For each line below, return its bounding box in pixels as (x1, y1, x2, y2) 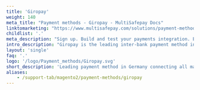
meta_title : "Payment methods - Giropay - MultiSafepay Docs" (6, 20, 164, 25)
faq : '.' (6, 53, 28, 59)
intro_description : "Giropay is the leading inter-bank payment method (6, 42, 187, 48)
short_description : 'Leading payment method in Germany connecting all (6, 63, 187, 70)
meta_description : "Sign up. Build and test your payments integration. (6, 36, 190, 42)
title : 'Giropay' (6, 8, 49, 15)
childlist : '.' (6, 31, 44, 37)
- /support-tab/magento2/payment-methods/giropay (17, 75, 143, 81)
